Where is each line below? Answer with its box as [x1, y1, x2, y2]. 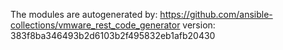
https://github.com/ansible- [159, 9, 273, 20]
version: [182, 19, 216, 31]
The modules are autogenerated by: [10, 9, 158, 20]
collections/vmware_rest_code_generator [10, 19, 181, 31]
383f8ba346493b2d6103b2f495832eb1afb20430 [10, 30, 216, 41]
